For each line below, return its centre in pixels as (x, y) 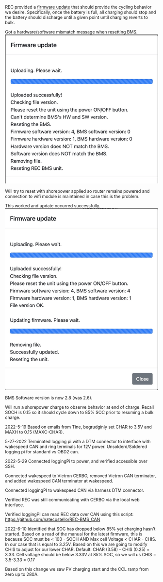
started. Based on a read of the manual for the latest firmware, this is (74, 534)
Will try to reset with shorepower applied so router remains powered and (77, 191)
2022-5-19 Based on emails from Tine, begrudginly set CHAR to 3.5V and (78, 427)
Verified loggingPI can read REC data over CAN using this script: (69, 514)
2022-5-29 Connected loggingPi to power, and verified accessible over (76, 461)
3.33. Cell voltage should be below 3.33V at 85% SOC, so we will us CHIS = (81, 554)
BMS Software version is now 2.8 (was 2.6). (49, 398)
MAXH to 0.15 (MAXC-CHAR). (34, 432)
